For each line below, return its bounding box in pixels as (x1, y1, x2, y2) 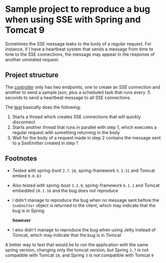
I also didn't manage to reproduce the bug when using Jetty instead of (12, 226, 156, 233)
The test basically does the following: (5, 104, 82, 110)
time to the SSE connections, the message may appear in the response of (5, 51, 155, 57)
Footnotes (5, 154, 37, 163)
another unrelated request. (5, 56, 60, 62)
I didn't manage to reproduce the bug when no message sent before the (12, 197, 160, 203)
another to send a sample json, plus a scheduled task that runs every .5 (5, 89, 151, 95)
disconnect (12, 119, 36, 125)
